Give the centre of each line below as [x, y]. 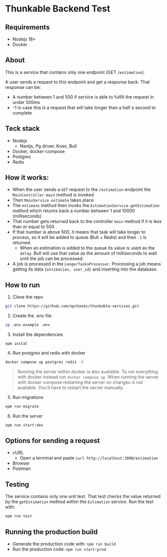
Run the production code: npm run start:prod [59, 549]
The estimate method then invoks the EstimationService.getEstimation [86, 205]
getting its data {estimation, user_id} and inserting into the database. [85, 269]
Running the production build [52, 532]
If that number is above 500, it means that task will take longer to [79, 232]
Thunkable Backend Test [58, 9]
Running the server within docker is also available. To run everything [87, 371]
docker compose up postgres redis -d [44, 362]
